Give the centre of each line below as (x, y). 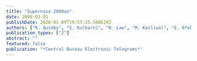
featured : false (26, 44)
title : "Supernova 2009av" (39, 11)
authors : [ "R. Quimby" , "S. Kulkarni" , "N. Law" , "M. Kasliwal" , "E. (93, 28)
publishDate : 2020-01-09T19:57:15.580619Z (59, 22)
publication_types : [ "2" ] (38, 33)
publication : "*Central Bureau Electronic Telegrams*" (74, 49)
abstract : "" (22, 38)
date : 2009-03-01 (27, 17)
